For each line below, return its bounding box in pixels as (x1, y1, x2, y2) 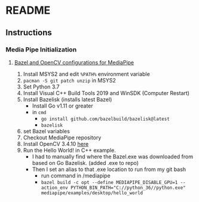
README (5, 4, 51, 17)
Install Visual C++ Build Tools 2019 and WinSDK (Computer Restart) (23, 89, 189, 96)
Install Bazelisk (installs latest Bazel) (23, 96, 112, 103)
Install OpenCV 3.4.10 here (23, 140, 89, 147)
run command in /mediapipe (41, 172, 111, 179)
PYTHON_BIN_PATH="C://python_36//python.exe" (70, 185, 186, 191)
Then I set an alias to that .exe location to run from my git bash (32, 166, 186, 173)
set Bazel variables (23, 127, 70, 134)
